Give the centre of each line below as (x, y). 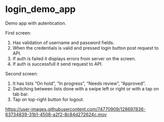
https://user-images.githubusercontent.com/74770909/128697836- (75, 109)
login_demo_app (40, 9)
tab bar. (20, 94)
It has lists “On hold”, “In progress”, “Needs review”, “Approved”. (79, 83)
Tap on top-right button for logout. (48, 99)
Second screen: (22, 73)
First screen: (18, 33)
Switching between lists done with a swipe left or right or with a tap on (86, 88)
